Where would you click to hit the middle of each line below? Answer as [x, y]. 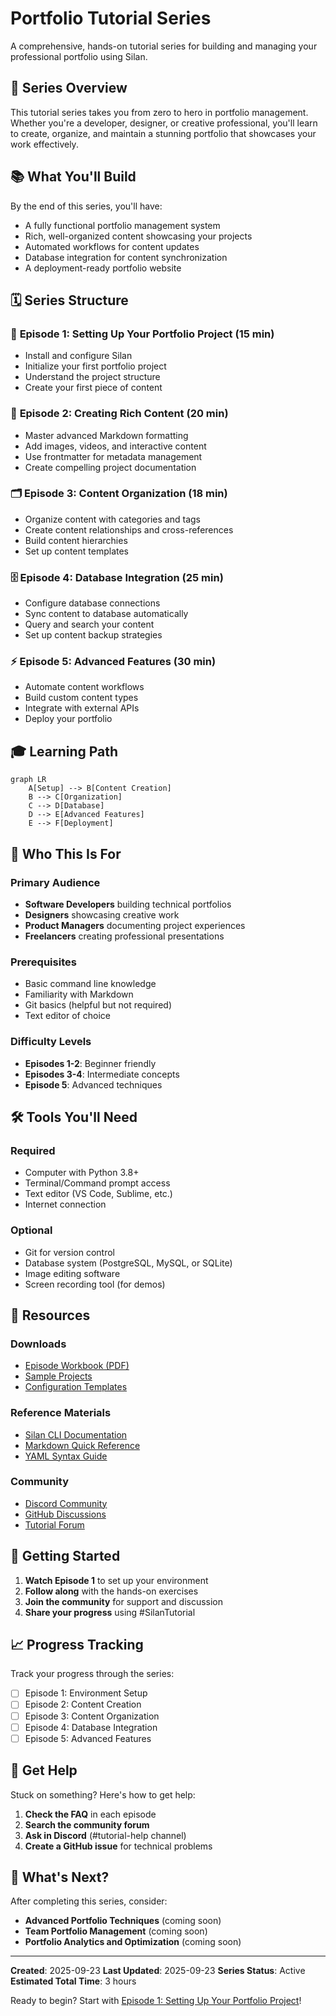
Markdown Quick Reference [82, 1445]
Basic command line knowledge [90, 984]
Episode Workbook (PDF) [77, 1366]
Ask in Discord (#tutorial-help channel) [105, 1835]
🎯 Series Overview [69, 88]
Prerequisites [43, 962]
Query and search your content [89, 624]
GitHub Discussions [65, 1514]
